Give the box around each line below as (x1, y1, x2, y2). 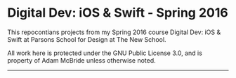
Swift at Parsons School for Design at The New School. (7, 35, 166, 43)
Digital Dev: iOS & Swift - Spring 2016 (7, 5, 228, 21)
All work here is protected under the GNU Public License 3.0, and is (7, 49, 202, 57)
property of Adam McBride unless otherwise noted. (7, 56, 156, 64)
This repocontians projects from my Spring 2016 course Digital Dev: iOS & (7, 28, 221, 36)
